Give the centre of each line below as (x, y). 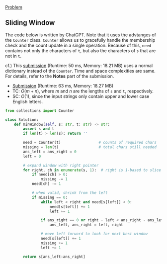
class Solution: (22, 120)
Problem (14, 7)
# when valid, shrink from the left (70, 193)
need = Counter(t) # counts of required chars (90, 143)
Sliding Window (30, 23)
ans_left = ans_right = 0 (50, 152)
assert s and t (39, 129)
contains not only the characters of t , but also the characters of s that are (81, 50)
